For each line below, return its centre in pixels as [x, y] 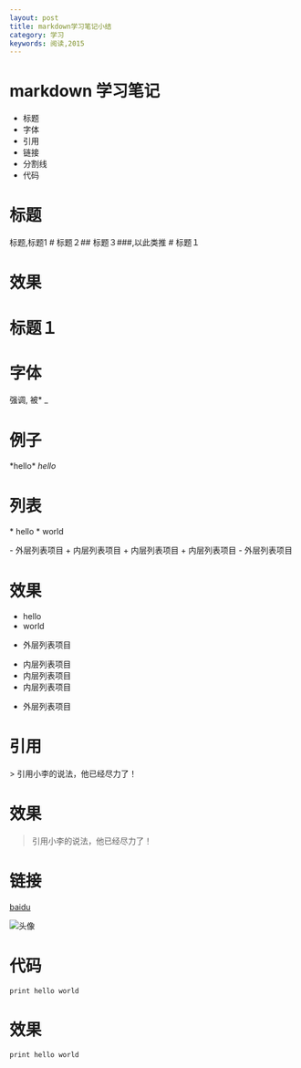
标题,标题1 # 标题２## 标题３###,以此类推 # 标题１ [105, 243]
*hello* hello [33, 466]
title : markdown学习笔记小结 [61, 26]
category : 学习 [37, 35]
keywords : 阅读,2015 [47, 43]
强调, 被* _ [29, 400]
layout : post [34, 18]
